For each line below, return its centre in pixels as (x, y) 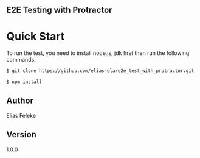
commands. (21, 60)
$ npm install (24, 82)
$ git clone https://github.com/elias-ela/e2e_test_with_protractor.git (100, 71)
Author (20, 101)
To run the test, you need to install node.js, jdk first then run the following (98, 53)
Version (21, 135)
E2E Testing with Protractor (59, 10)
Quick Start (36, 36)
